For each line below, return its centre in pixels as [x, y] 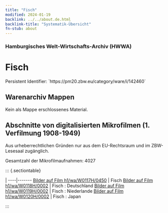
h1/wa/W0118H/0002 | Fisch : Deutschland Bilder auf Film [65, 186]
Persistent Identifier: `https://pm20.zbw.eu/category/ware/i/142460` [76, 81]
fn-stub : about [21, 29]
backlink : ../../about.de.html [38, 19]
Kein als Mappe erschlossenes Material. [47, 109]
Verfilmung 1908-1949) [43, 133]
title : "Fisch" [21, 10]
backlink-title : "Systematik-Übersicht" [48, 24]
